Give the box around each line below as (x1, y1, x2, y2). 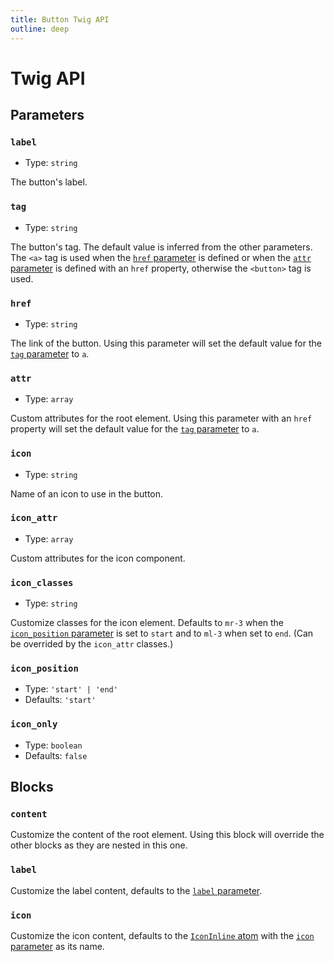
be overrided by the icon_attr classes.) (10, 638, 174, 650)
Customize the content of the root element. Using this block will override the (10, 829, 325, 841)
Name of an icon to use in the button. (10, 487, 164, 500)
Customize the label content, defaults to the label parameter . (10, 884, 263, 896)
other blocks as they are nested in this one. (10, 839, 188, 851)
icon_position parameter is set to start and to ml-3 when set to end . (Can (10, 627, 314, 640)
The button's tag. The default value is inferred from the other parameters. (10, 241, 313, 253)
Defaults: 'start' (24, 694, 97, 706)
